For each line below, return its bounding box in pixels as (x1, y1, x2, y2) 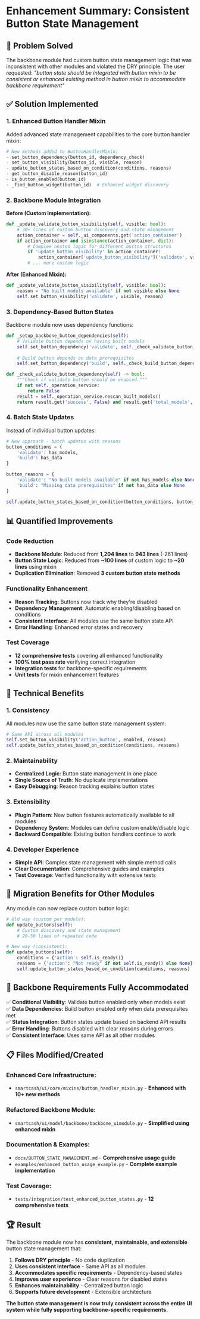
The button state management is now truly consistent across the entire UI (6, 1299, 192, 1306)
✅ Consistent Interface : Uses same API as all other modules (6, 1032, 155, 1039)
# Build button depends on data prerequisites (17, 355, 135, 361)
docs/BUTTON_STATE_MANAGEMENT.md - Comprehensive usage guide (14, 1154, 176, 1161)
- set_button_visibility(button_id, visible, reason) (6, 159, 143, 165)
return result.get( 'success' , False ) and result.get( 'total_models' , (17, 399, 193, 405)
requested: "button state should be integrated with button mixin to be (6, 69, 176, 76)
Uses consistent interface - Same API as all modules (14, 1262, 146, 1270)
